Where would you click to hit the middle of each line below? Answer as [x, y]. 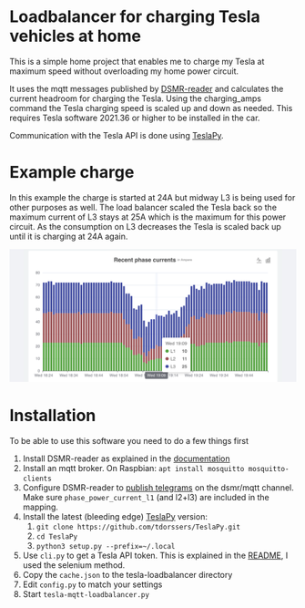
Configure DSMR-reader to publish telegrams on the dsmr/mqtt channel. [158, 487]
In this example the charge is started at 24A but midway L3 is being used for [152, 197]
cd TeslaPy [57, 536]
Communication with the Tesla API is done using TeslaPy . [117, 135]
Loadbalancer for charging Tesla [135, 17]
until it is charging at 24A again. [69, 236]
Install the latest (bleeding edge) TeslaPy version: [115, 516]
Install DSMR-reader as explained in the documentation [126, 459]
